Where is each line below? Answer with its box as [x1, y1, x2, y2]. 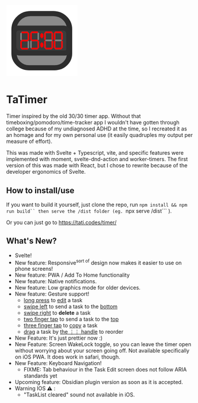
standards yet [23, 372, 58, 379]
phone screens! [14, 266, 53, 273]
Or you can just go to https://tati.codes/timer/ [6, 219, 117, 226]
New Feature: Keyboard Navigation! [14, 360, 102, 367]
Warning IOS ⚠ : [14, 385, 56, 392]
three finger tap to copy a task [23, 322, 98, 329]
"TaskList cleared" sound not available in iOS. [23, 391, 135, 398]
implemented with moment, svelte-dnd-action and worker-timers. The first [6, 156, 188, 163]
